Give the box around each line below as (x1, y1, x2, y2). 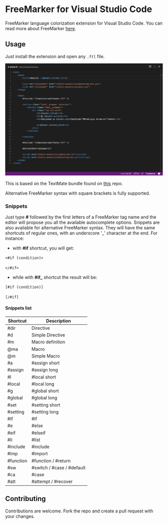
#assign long (31, 367, 58, 373)
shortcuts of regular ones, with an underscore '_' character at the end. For (5, 230, 157, 236)
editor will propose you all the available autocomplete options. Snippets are (5, 219, 160, 225)
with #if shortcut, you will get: (12, 245, 74, 251)
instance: (5, 235, 24, 241)
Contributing (5, 494, 46, 503)
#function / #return (31, 458, 71, 464)
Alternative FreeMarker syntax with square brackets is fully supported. (5, 190, 150, 196)
